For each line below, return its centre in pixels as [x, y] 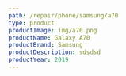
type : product [32, 23]
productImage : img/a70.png [53, 30]
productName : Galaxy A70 [49, 38]
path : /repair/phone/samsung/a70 [63, 15]
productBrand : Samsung [46, 45]
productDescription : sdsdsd [55, 52]
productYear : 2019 [38, 60]
